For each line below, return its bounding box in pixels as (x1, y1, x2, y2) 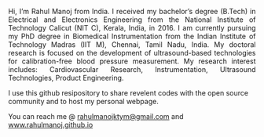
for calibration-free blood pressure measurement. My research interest (8, 56, 256, 66)
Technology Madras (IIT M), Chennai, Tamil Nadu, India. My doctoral (8, 40, 256, 49)
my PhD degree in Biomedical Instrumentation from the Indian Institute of (8, 31, 256, 41)
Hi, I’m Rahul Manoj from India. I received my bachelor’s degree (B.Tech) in (8, 7, 256, 16)
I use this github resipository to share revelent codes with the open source (8, 88, 249, 97)
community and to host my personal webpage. (8, 97, 159, 106)
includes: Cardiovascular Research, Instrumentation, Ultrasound (8, 65, 256, 74)
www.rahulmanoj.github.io (8, 121, 93, 129)
